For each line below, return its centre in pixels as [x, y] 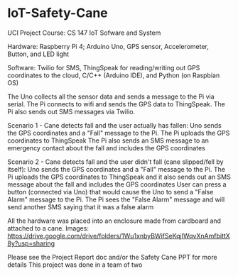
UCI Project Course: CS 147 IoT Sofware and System [84, 33]
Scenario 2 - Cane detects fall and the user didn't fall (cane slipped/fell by [115, 162]
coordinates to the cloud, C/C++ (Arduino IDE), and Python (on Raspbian [114, 75]
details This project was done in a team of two [75, 265]
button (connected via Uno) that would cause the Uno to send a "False [110, 192]
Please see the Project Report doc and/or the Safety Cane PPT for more [113, 257]
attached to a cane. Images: [48, 228]
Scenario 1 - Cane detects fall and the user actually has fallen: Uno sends [114, 125]
